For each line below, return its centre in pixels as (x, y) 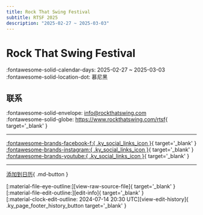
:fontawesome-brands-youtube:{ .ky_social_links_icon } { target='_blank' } (98, 156)
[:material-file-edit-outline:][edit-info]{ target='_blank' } (75, 193)
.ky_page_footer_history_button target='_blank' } (66, 206)
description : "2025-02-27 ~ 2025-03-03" (58, 23)
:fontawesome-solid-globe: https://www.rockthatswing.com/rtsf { (87, 119)
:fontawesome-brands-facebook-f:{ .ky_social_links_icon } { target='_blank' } (101, 144)
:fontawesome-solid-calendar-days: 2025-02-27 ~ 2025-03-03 (86, 70)
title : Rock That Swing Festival (48, 12)
